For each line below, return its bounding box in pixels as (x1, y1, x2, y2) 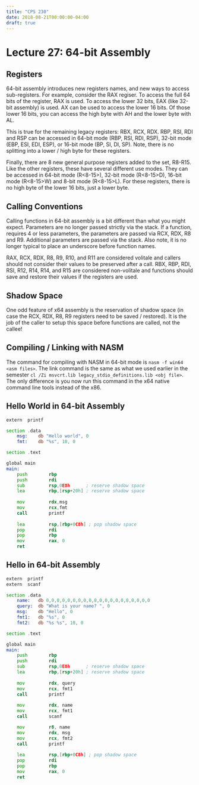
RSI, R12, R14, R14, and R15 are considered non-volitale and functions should (6, 267, 193, 274)
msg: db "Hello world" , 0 (17, 433, 89, 439)
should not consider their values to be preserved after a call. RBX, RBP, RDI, (6, 261, 191, 268)
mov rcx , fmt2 (17, 735, 73, 741)
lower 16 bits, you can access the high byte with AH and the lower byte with (6, 110, 191, 118)
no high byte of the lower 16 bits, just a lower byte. (6, 184, 129, 191)
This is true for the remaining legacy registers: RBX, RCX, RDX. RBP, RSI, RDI (6, 128, 193, 135)
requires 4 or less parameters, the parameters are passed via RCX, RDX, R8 (6, 230, 191, 237)
